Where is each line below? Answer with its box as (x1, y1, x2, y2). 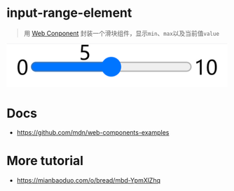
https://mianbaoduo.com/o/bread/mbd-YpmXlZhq (16, 176, 161, 185)
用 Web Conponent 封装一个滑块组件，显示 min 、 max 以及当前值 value (23, 29, 220, 37)
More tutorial (6, 153, 84, 169)
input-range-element (6, 5, 132, 21)
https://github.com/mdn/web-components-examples (16, 129, 170, 137)
